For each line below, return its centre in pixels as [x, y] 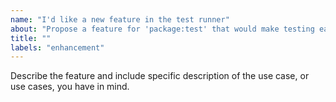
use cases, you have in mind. [70, 87]
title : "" [31, 38]
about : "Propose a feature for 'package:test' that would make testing [162, 29]
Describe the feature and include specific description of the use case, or [160, 76]
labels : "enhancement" [57, 47]
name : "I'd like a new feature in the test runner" [120, 19]
